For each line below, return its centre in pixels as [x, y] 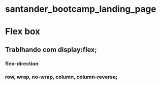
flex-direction [22, 63]
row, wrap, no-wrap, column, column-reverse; [61, 77]
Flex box [23, 32]
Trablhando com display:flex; [51, 49]
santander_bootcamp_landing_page [81, 9]
